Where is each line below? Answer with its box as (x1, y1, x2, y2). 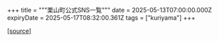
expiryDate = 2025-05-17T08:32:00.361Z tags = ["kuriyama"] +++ (7, 14, 196, 22)
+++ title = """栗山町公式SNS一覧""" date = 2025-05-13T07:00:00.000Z (7, 6, 212, 14)
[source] (7, 27, 32, 35)
